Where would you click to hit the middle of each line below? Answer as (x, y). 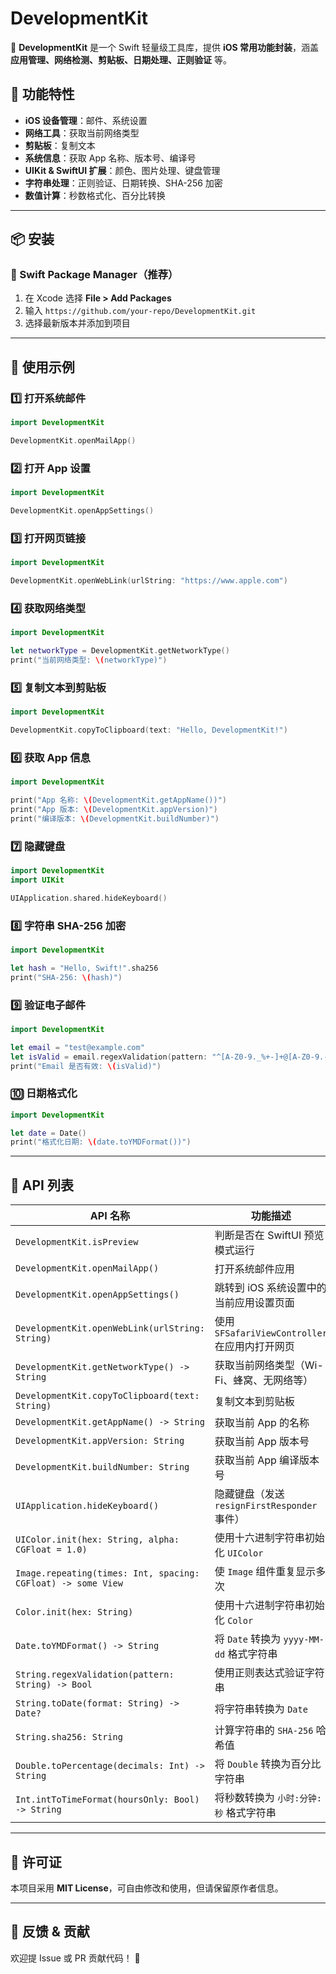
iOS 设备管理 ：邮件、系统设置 (86, 120)
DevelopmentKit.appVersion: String (100, 1441)
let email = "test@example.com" (77, 1047)
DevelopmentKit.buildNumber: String (102, 1467)
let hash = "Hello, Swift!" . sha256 (84, 968)
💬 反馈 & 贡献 (50, 1932)
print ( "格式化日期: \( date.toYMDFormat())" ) (101, 1142)
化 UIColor (239, 1553)
